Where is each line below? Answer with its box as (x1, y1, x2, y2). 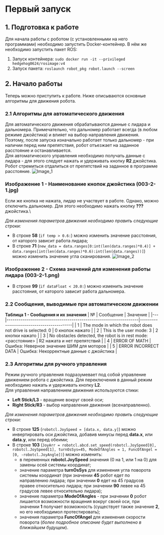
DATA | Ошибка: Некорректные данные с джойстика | (5, 348, 117, 354)
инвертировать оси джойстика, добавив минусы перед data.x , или (12, 431, 153, 438)
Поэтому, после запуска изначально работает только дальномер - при (5, 137, 154, 143)
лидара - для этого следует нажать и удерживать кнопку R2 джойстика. (5, 158, 158, 164)
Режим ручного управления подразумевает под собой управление (5, 372, 146, 378)
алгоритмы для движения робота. (5, 98, 76, 104)
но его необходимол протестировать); (19, 509, 100, 515)
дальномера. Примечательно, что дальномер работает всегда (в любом (5, 127, 158, 133)
